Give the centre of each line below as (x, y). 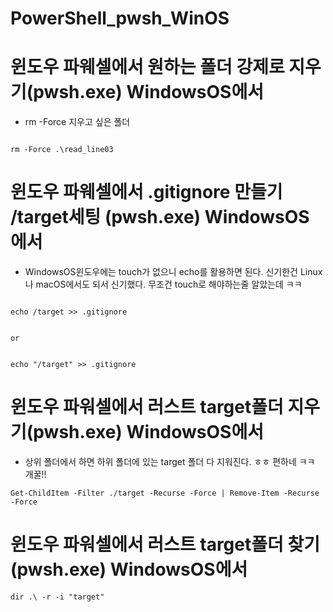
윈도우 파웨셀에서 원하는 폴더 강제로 (147, 67)
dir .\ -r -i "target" (57, 597)
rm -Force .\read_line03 (62, 150)
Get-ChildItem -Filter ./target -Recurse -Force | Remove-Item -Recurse (165, 493)
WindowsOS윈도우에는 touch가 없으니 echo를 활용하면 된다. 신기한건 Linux (173, 272)
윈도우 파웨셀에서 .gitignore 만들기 (146, 192)
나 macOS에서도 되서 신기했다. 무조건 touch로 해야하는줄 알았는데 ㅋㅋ (163, 284)
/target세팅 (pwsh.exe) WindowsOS (160, 217)
